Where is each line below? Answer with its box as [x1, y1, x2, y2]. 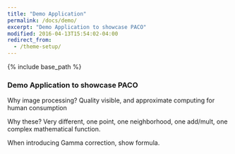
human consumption [7, 104, 67, 112]
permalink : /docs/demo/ [7, 17, 78, 24]
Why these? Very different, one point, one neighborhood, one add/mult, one [7, 117, 228, 126]
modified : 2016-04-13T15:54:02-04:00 [7, 30, 119, 37]
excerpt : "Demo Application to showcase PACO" [7, 23, 147, 30]
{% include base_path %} [7, 63, 82, 71]
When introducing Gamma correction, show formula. [7, 138, 160, 147]
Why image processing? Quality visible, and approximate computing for [7, 96, 215, 105]
